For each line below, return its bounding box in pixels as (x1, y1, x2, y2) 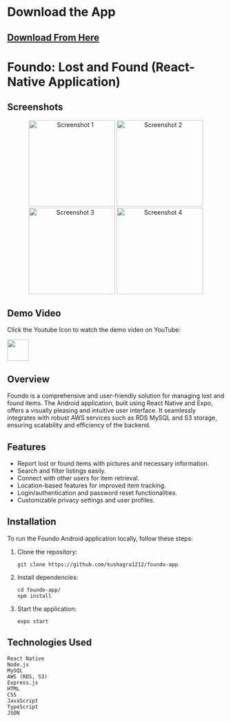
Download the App (7, 4, 116, 20)
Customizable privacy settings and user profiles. (17, 496, 155, 505)
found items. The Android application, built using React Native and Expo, (7, 399, 213, 407)
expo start (17, 618, 49, 625)
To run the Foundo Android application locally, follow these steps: (7, 534, 193, 543)
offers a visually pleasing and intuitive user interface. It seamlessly (7, 407, 197, 415)
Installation (7, 516, 57, 528)
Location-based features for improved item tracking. (17, 481, 167, 490)
